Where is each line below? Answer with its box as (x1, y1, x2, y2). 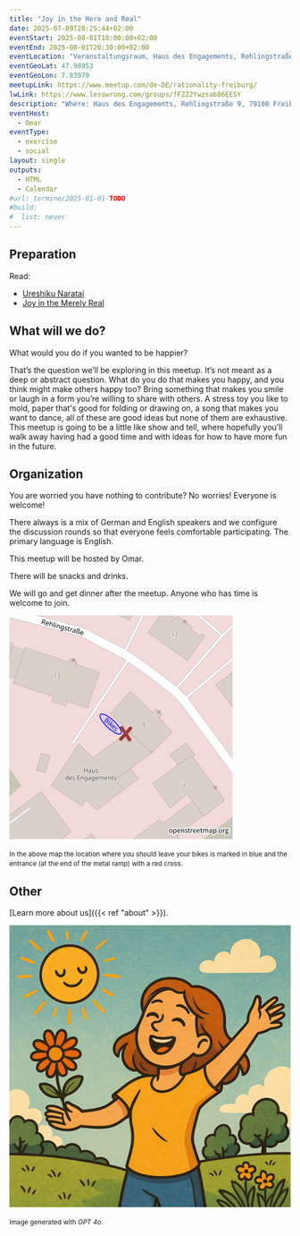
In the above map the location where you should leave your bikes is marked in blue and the (9, 850, 287, 859)
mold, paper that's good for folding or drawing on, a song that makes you (9, 403, 279, 413)
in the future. (9, 440, 57, 451)
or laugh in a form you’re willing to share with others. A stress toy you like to (9, 393, 288, 404)
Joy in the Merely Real (21, 297, 104, 308)
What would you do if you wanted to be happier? (9, 347, 188, 358)
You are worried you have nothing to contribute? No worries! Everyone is (9, 490, 277, 501)
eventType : (9, 128, 50, 137)
